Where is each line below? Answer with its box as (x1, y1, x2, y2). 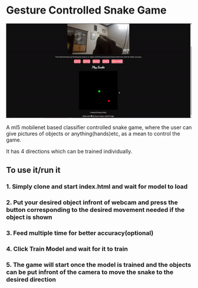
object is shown (6, 213, 52, 221)
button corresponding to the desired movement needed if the (6, 206, 185, 214)
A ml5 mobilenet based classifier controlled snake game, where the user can (6, 124, 192, 131)
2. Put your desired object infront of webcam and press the (6, 198, 179, 207)
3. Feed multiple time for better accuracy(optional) (6, 229, 154, 237)
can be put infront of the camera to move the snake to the (6, 268, 174, 276)
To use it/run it (6, 165, 61, 175)
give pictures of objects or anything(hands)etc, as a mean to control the (6, 130, 181, 138)
